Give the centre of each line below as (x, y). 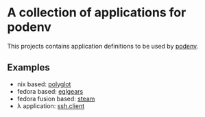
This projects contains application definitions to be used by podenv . (103, 46)
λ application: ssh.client (50, 106)
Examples (28, 67)
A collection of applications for (97, 13)
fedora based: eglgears (50, 91)
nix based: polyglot (44, 84)
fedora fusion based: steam (56, 99)
